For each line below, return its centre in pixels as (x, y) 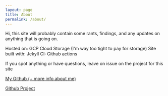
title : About (19, 15)
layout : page (19, 10)
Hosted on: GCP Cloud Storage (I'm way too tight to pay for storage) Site (81, 49)
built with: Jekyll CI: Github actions (41, 54)
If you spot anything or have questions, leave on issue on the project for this (84, 64)
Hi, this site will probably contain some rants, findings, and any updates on (83, 34)
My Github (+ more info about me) (41, 79)
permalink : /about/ (26, 19)
